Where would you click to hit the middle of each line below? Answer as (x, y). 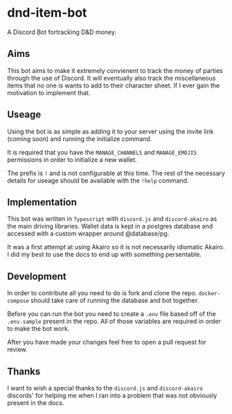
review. (17, 349)
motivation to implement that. (49, 92)
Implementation (42, 202)
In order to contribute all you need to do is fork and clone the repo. (102, 293)
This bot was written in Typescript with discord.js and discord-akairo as (112, 219)
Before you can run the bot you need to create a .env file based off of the (111, 314)
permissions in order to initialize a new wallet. (72, 159)
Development (37, 276)
